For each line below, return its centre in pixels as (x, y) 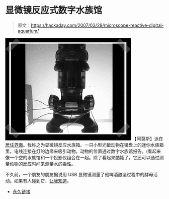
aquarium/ (28, 31)
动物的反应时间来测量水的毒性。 (43, 164)
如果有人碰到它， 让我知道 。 (43, 181)
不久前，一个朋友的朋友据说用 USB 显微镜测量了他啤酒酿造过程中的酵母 (79, 174)
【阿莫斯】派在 (148, 139)
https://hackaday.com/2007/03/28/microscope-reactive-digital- (97, 25)
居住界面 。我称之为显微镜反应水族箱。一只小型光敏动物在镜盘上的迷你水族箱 (84, 145)
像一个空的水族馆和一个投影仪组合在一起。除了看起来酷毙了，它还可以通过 (82, 157)
